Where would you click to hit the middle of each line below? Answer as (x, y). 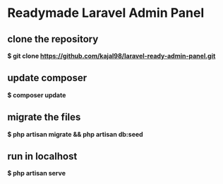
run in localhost (42, 157)
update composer (47, 78)
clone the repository (53, 39)
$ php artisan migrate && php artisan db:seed (75, 134)
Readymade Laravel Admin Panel (106, 13)
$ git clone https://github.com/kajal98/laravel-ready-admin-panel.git (111, 56)
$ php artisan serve (36, 173)
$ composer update (37, 95)
